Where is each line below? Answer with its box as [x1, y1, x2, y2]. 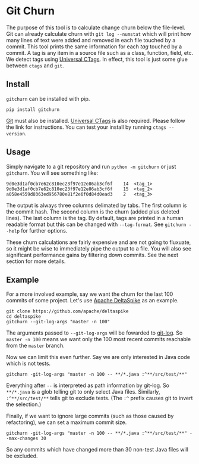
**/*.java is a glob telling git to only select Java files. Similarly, [6, 388, 160, 395]
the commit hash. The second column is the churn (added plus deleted [6, 208, 179, 215]
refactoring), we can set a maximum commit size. [6, 419, 127, 426]
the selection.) [6, 401, 42, 408]
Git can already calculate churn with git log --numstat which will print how [6, 30, 191, 37]
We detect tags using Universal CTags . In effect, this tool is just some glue [6, 55, 188, 63]
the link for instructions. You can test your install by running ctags [6, 123, 166, 131]
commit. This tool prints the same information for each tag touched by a [6, 43, 182, 50]
